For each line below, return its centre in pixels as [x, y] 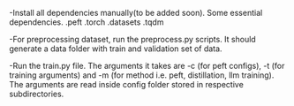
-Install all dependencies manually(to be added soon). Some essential [136, 13]
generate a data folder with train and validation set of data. [116, 49]
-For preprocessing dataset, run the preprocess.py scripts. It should [132, 39]
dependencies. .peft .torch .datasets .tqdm [87, 22]
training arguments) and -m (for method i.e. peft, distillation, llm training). [142, 75]
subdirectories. [37, 94]
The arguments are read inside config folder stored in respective [127, 84]
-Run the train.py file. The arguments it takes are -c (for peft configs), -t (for [147, 66]
